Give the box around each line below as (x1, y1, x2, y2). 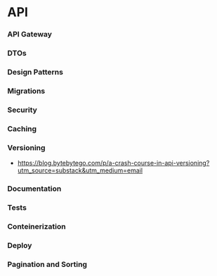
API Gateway (7, 30, 53, 39)
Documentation (7, 184, 62, 194)
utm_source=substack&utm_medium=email (17, 166, 143, 175)
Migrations (7, 86, 46, 96)
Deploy (7, 240, 32, 250)
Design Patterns (7, 67, 63, 77)
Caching (7, 124, 37, 134)
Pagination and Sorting (7, 259, 88, 269)
